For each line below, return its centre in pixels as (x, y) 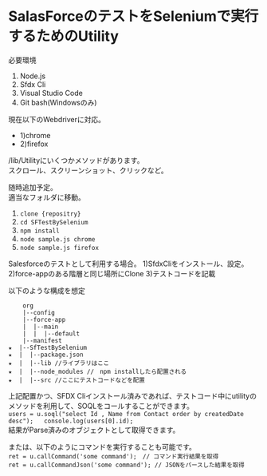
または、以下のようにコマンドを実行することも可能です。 (102, 446)
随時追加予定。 (33, 187)
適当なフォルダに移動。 (47, 197)
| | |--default (51, 333)
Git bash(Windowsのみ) (58, 102)
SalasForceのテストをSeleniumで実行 (133, 16)
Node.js (33, 76)
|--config (39, 312)
